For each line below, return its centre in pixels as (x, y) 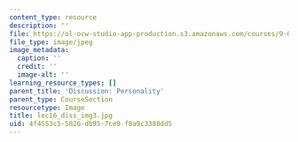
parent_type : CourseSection (61, 99)
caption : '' (39, 58)
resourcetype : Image (47, 108)
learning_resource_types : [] (63, 83)
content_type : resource (53, 17)
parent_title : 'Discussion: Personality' (87, 91)
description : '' (39, 26)
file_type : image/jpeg (51, 42)
